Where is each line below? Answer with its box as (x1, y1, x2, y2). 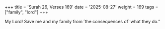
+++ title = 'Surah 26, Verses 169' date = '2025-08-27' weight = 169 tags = (4, 4, 159, 10)
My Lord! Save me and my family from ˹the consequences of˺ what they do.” (4, 19, 161, 24)
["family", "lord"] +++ (4, 9, 49, 15)
